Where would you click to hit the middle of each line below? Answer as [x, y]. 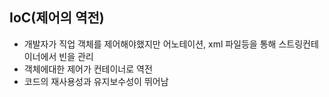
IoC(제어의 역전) [57, 18]
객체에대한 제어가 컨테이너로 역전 [88, 69]
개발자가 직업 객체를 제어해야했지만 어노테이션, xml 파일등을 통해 [150, 44]
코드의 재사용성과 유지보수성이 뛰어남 [96, 81]
